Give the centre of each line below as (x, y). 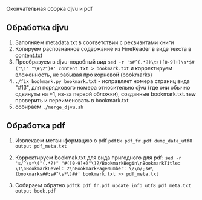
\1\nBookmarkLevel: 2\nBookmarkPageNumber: (71, 168)
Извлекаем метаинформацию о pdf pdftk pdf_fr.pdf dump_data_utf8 (103, 140)
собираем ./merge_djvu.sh (49, 107)
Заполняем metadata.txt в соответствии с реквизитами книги (94, 42)
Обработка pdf (36, 126)
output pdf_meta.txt (41, 146)
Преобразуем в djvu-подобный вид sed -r (70, 62)
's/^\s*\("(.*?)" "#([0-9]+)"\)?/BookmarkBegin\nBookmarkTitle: (98, 163)
